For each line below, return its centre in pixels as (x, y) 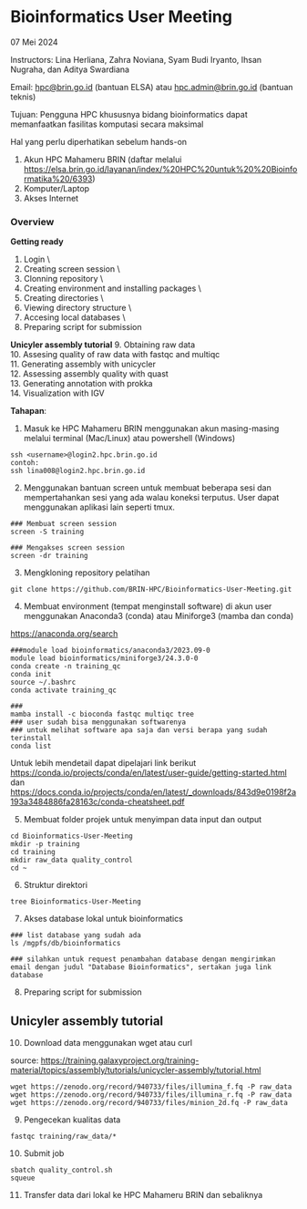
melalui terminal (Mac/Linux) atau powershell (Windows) (129, 439)
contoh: (25, 463)
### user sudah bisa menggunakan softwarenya (98, 722)
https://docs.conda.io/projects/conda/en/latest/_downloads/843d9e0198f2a (153, 792)
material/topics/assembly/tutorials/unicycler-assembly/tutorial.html (136, 1070)
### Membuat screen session (64, 524)
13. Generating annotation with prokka (82, 384)
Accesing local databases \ (74, 317)
